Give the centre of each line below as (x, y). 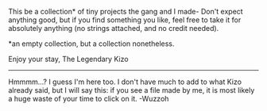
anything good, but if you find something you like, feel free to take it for (125, 20)
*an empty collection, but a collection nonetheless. (91, 44)
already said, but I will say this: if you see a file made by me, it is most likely (132, 90)
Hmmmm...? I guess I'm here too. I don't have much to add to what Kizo (125, 82)
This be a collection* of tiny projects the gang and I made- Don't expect (126, 11)
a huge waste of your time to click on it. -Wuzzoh (89, 99)
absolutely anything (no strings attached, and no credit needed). (114, 28)
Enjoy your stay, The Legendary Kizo (68, 59)
